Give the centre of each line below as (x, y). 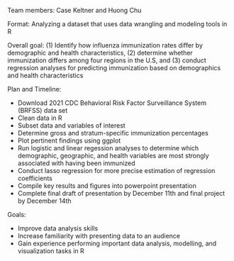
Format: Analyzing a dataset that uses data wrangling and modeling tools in (117, 24)
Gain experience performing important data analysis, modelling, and (117, 243)
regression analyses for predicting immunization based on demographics (114, 68)
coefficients (35, 178)
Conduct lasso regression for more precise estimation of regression (116, 171)
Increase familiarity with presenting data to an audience (99, 236)
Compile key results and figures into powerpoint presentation (107, 186)
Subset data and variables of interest (71, 126)
